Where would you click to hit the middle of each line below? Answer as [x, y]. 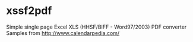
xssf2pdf [29, 11]
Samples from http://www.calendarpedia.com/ [63, 33]
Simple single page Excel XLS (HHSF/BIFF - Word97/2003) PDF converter [96, 27]
